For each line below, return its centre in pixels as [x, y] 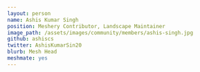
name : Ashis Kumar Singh [43, 20]
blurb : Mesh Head [32, 52]
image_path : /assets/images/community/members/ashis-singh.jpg [100, 33]
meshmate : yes [28, 58]
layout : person [29, 13]
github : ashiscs [30, 39]
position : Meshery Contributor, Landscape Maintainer [87, 26]
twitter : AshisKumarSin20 [44, 45]
